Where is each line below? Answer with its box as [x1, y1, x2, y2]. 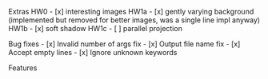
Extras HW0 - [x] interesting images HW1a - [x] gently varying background [8, 7, 254, 16]
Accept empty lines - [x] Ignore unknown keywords [8, 48, 178, 57]
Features [8, 63, 38, 73]
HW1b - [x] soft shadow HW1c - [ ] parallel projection [8, 24, 182, 33]
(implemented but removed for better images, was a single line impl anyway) [8, 15, 261, 25]
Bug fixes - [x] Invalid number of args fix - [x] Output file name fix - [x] [8, 39, 241, 49]
